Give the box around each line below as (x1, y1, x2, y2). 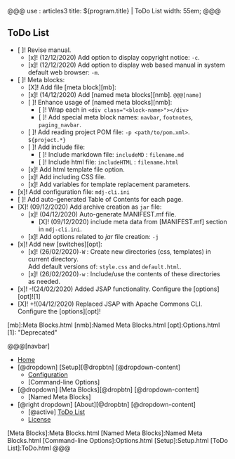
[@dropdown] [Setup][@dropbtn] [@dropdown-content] (17, 363, 181, 371)
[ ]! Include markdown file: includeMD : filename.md (38, 150, 184, 158)
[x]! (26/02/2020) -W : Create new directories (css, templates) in (27, 247, 212, 256)
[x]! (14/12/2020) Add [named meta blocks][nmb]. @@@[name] (27, 90, 202, 98)
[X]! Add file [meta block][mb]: (27, 83, 117, 91)
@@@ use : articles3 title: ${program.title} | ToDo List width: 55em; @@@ (7, 7, 221, 15)
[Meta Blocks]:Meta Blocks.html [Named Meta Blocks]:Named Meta (7, 429, 203, 437)
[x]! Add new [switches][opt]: (17, 240, 103, 248)
